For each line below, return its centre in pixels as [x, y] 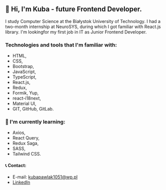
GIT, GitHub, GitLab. [33, 109]
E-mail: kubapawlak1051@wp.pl [45, 177]
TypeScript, [24, 77]
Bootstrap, [23, 66]
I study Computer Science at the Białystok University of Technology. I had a [83, 21]
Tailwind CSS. [27, 154]
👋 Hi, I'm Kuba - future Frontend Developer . [73, 9]
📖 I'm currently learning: [35, 122]
